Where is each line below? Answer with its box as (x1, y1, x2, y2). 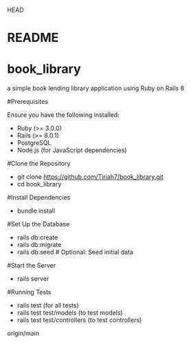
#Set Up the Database (7, 220, 70, 228)
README (7, 30, 59, 45)
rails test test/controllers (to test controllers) (16, 316, 142, 324)
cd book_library (16, 180, 62, 189)
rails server (16, 275, 49, 283)
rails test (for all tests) (16, 301, 79, 310)
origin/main (7, 330, 40, 338)
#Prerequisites (7, 98, 49, 106)
